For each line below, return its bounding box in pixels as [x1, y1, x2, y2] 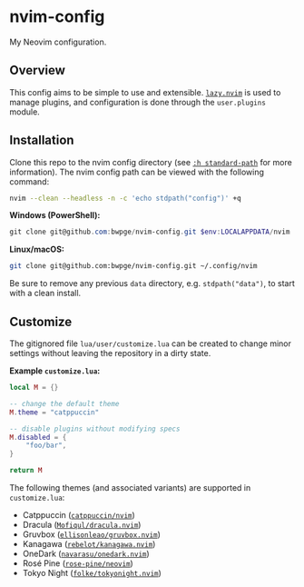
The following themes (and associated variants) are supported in [9, 483, 251, 492]
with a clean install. [9, 288, 82, 299]
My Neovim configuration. [9, 36, 107, 47]
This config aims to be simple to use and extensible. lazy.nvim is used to [9, 86, 281, 97]
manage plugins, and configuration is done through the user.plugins [9, 96, 266, 107]
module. [9, 106, 41, 117]
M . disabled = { [9, 433, 67, 442]
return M [9, 466, 43, 475]
